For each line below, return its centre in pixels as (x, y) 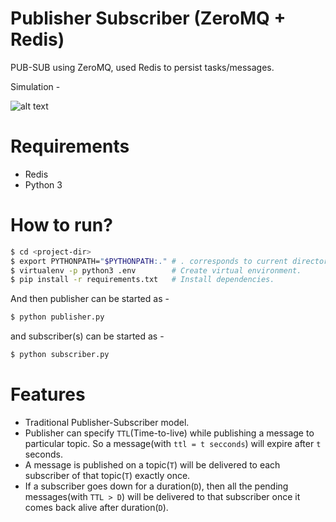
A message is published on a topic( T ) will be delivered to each (152, 465)
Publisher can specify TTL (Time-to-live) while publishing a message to (169, 433)
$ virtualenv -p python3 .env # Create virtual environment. (156, 270)
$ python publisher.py (57, 317)
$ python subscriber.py (60, 355)
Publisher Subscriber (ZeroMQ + (148, 18)
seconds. (44, 454)
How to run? (61, 225)
